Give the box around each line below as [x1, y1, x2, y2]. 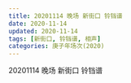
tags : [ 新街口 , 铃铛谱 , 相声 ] [8, 34, 102, 43]
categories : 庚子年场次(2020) [8, 42, 105, 50]
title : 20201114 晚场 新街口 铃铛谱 [8, 11, 123, 20]
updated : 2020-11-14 [8, 27, 79, 35]
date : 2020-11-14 [8, 20, 68, 28]
